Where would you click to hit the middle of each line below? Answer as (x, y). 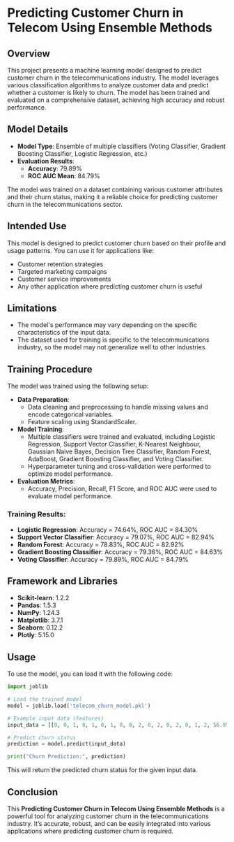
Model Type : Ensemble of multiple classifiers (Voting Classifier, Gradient (122, 146)
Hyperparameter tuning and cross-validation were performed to (119, 467)
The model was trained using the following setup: (78, 386)
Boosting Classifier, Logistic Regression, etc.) (82, 153)
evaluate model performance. (70, 496)
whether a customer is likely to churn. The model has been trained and (109, 93)
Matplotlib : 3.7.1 (40, 620)
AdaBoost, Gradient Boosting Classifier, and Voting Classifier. (116, 459)
